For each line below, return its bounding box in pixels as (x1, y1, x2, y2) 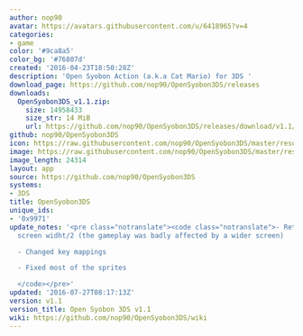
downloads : (9, 88, 50, 97)
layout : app (9, 164, 54, 173)
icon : (9, 139, 30, 148)
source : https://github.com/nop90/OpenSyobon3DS (9, 172, 196, 181)
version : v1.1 (9, 296, 63, 305)
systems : (9, 181, 42, 190)
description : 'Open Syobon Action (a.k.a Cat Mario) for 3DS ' (9, 72, 252, 81)
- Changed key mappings (17, 247, 106, 257)
